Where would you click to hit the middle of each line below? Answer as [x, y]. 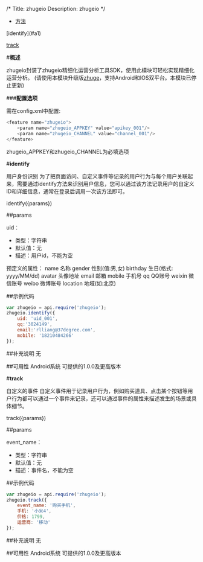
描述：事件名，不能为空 [44, 470]
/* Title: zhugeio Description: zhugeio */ [56, 9]
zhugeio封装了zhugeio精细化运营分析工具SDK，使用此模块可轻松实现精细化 [101, 70]
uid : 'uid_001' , [38, 319]
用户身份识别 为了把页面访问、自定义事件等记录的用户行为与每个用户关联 [97, 176]
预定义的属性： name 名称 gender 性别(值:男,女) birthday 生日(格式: [90, 268]
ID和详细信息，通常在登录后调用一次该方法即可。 [67, 191]
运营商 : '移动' [34, 522]
